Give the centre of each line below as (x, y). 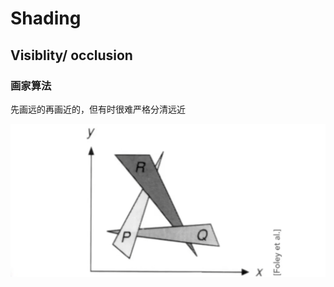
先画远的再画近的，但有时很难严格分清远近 (98, 109)
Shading (46, 18)
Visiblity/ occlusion (71, 55)
